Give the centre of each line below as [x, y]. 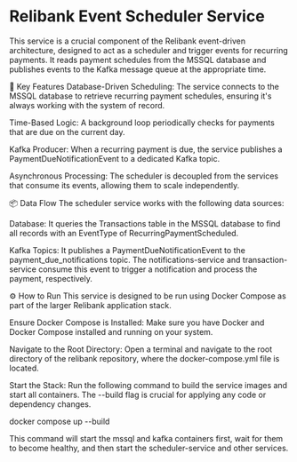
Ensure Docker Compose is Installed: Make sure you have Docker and [137, 323]
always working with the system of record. [87, 105]
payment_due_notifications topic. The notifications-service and [125, 259]
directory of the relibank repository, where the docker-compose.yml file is [144, 358]
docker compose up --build [60, 421]
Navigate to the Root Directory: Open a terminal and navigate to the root [141, 349]
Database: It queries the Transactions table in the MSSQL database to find [145, 223]
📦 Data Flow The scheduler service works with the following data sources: [147, 203]
